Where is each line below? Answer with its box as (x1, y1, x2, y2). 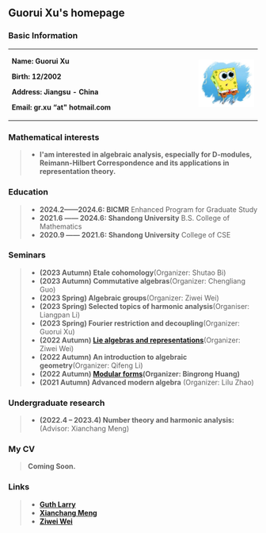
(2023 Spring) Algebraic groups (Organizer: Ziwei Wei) (39, 293, 219, 303)
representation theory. (39, 167, 116, 176)
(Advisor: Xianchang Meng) (39, 424, 130, 434)
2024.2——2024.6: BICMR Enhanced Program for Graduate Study (39, 204, 258, 214)
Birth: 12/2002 (11, 71, 62, 82)
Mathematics (39, 222, 82, 231)
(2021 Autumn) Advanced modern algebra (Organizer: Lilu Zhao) (39, 377, 255, 387)
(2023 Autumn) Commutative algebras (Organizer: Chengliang (39, 276, 245, 285)
